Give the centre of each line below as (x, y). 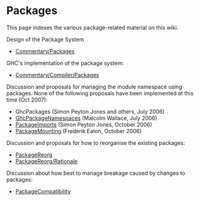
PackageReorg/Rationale (46, 161)
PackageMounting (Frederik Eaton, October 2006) (78, 131)
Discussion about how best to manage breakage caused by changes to (96, 173)
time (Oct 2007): (27, 100)
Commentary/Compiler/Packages (57, 75)
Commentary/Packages (45, 51)
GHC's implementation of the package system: (65, 63)
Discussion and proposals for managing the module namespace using (94, 87)
